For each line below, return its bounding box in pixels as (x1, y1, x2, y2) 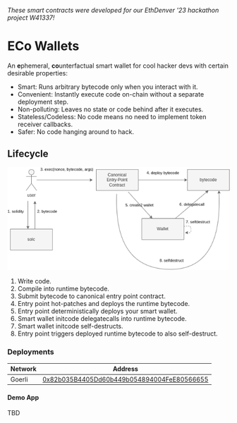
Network (10, 364, 37, 373)
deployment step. (17, 97, 69, 106)
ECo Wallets (7, 38, 80, 54)
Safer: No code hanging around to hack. (17, 127, 134, 136)
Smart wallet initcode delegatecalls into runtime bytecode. (17, 314, 187, 323)
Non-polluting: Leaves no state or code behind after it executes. (17, 105, 204, 114)
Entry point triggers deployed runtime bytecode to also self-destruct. (17, 329, 218, 338)
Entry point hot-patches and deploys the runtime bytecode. (17, 299, 190, 307)
